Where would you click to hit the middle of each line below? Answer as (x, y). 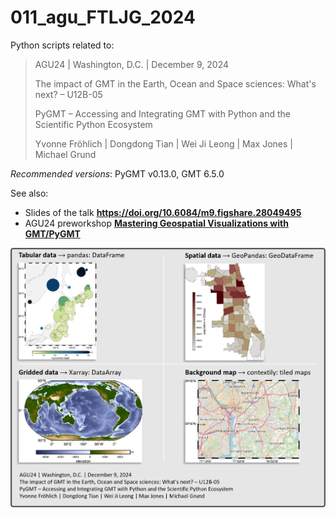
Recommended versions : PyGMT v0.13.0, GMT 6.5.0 (117, 173)
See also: (29, 193)
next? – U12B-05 (68, 94)
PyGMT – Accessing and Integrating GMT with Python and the (163, 113)
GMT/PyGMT (52, 233)
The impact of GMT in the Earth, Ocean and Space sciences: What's (175, 83)
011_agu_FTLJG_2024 (103, 17)
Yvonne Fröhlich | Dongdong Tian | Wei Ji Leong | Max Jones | (163, 143)
